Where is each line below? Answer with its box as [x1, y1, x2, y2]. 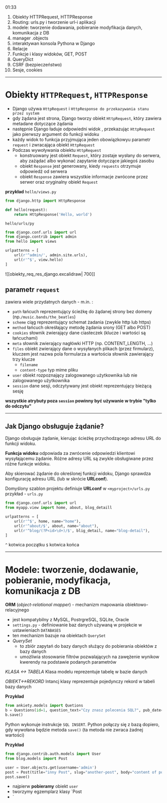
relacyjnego [5, 607, 29, 613]
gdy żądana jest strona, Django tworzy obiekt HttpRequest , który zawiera [12, 115, 162, 121]
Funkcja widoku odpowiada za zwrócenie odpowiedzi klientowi [5, 450, 135, 456]
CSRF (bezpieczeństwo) [12, 62, 62, 67]
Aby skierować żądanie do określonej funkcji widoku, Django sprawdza [5, 470, 151, 476]
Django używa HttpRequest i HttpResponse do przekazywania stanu [12, 105, 149, 111]
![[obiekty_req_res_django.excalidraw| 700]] [5, 271, 95, 277]
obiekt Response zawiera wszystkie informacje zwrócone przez [19, 173, 148, 179]
